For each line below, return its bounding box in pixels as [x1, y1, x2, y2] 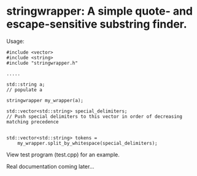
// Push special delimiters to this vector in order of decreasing [6, 113, 183, 120]
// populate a [6, 87, 43, 93]
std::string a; [6, 81, 45, 87]
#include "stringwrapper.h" [6, 60, 79, 66]
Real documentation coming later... [6, 163, 95, 170]
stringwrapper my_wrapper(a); [6, 97, 84, 103]
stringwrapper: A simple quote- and [6, 4, 193, 18]
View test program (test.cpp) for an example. [6, 151, 120, 158]
